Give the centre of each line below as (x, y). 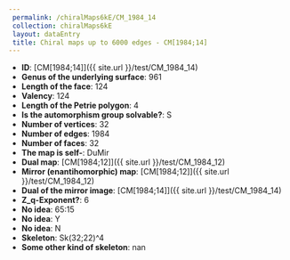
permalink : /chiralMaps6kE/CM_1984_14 (84, 17)
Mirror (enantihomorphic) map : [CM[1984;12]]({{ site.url (125, 172)
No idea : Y (41, 219)
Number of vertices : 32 (65, 125)
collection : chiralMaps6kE (62, 26)
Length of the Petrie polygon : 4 (80, 106)
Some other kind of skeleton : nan (83, 248)
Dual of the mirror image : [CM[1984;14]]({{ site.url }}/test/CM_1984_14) (151, 191)
